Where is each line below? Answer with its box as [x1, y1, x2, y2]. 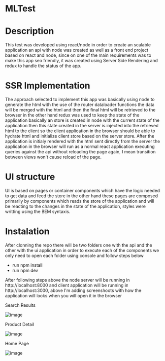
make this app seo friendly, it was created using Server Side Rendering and [5, 58, 158, 64]
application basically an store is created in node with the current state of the [5, 117, 160, 123]
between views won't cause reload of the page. [5, 154, 102, 160]
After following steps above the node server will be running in [5, 277, 130, 283]
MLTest [5, 3, 36, 14]
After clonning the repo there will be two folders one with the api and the [5, 242, 153, 248]
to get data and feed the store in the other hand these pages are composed [5, 193, 158, 199]
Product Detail [5, 321, 34, 327]
